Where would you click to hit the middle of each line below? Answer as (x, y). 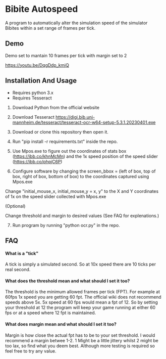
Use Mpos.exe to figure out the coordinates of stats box (69, 151)
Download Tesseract (33, 117)
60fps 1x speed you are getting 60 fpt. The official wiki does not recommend (83, 297)
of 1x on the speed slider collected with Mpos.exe (56, 196)
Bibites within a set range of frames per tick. (50, 28)
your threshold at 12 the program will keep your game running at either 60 (80, 308)
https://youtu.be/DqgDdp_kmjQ (37, 65)
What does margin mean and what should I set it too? (61, 324)
